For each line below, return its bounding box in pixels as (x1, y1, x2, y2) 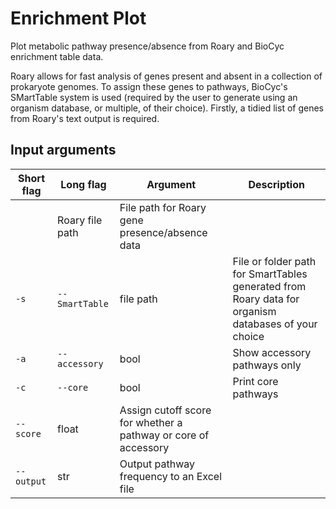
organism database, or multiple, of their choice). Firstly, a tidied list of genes (10, 102, 325, 114)
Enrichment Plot (10, 7, 147, 30)
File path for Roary (119, 200, 207, 214)
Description (248, 177, 305, 191)
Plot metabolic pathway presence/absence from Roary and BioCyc (10, 40, 285, 52)
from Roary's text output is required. (10, 112, 160, 124)
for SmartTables (232, 267, 308, 281)
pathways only (232, 358, 302, 372)
